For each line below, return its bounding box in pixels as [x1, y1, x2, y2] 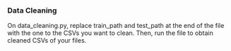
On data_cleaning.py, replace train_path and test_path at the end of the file [7, 22, 225, 30]
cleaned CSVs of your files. [7, 36, 87, 45]
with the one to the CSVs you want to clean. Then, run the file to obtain [7, 29, 213, 37]
